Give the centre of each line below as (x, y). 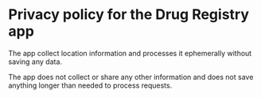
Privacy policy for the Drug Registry (129, 15)
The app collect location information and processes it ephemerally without (130, 53)
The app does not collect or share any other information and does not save (131, 77)
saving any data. (35, 62)
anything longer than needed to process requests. (90, 85)
